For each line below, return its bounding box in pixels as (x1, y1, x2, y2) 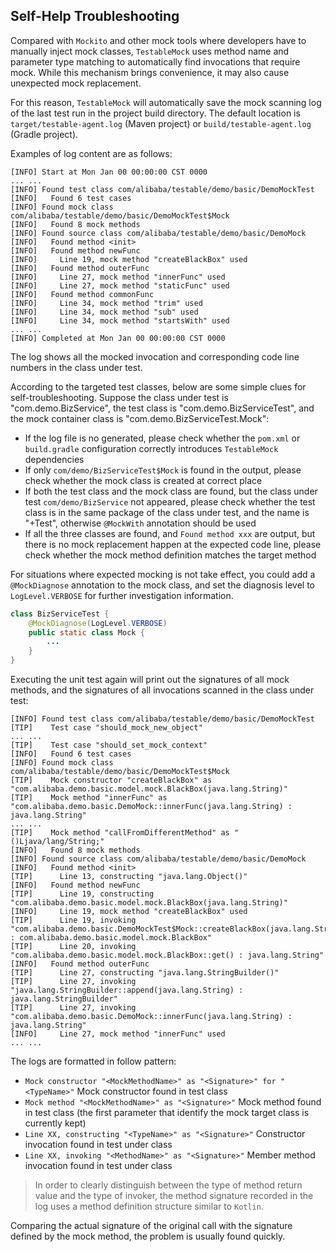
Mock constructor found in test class (76, 1085, 228, 1098)
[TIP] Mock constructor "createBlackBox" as (10, 775, 213, 786)
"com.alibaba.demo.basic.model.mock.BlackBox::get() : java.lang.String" (10, 950, 325, 961)
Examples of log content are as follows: (10, 147, 173, 159)
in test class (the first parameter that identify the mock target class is (24, 1107, 310, 1119)
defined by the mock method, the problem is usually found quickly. (10, 1230, 286, 1243)
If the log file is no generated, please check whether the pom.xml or (24, 432, 301, 444)
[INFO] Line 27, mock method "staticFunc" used (10, 280, 230, 291)
